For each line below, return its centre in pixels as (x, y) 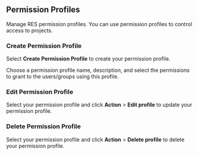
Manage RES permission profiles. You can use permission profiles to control (99, 24)
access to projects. (29, 30)
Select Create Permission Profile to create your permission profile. (88, 59)
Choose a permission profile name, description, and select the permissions (98, 70)
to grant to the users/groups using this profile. (62, 77)
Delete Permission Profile (44, 126)
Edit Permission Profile (40, 92)
